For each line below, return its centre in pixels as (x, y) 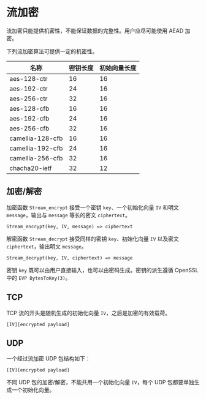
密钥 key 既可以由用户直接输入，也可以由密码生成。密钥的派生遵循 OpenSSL (102, 270)
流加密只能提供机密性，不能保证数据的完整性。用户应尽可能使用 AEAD (95, 31)
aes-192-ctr (29, 88)
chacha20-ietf (31, 168)
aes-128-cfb (29, 108)
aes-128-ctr (29, 78)
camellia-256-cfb (36, 158)
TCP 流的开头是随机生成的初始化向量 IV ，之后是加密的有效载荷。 (88, 313)
